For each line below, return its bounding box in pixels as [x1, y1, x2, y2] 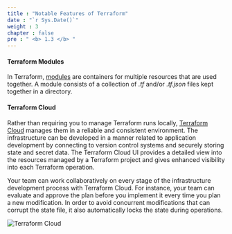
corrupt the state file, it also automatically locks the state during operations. [7, 206, 223, 214]
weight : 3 [7, 23, 39, 30]
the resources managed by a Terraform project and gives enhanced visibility [7, 155, 225, 163]
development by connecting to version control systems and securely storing [7, 141, 224, 149]
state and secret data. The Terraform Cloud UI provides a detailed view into [7, 148, 222, 156]
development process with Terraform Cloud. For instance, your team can [7, 183, 215, 192]
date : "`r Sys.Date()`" [7, 17, 79, 24]
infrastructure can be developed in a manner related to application [7, 133, 196, 142]
